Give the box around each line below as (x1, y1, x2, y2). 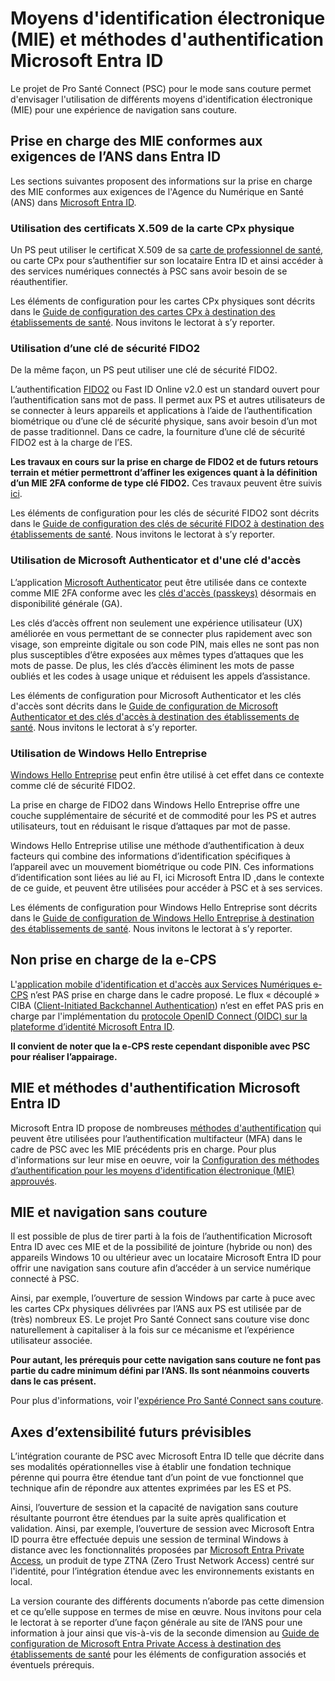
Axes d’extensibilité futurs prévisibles (10, 1423, 252, 1441)
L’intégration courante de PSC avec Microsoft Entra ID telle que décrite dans (10, 1450, 325, 1462)
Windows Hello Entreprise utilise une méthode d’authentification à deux (10, 839, 305, 851)
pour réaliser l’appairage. (10, 1050, 118, 1062)
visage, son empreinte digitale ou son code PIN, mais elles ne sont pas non (10, 638, 320, 650)
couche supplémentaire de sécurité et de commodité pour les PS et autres (10, 809, 317, 821)
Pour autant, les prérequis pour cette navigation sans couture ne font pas (10, 1354, 322, 1366)
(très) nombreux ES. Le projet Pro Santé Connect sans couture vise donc (10, 1313, 310, 1326)
